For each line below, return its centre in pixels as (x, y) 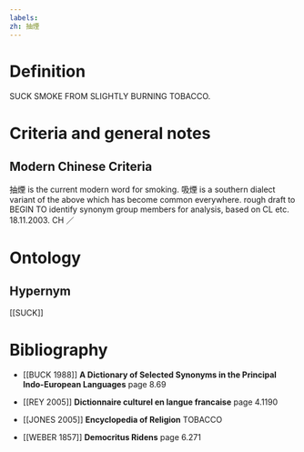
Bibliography (59, 350)
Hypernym (40, 291)
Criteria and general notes (110, 133)
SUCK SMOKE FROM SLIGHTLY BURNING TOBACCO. (110, 96)
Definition (48, 71)
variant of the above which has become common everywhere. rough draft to (152, 200)
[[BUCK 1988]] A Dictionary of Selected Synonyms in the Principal (150, 375)
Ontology (46, 258)
